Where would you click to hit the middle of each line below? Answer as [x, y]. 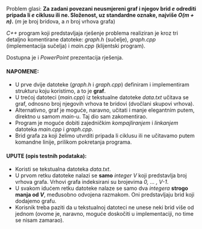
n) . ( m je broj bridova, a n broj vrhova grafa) [61, 21]
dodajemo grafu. [36, 201]
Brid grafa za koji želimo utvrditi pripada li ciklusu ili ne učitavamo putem [105, 136]
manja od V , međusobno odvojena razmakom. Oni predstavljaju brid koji [105, 195]
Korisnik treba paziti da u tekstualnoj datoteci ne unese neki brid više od [104, 207]
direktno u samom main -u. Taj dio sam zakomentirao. [81, 117]
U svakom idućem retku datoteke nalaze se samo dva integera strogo [102, 188]
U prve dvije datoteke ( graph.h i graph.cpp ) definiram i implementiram [102, 85]
